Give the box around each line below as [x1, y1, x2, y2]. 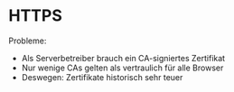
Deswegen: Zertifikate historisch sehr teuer [21, 71, 183, 82]
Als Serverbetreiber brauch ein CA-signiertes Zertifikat [21, 52, 226, 63]
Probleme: [8, 35, 47, 46]
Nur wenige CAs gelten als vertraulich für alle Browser [21, 62, 224, 73]
